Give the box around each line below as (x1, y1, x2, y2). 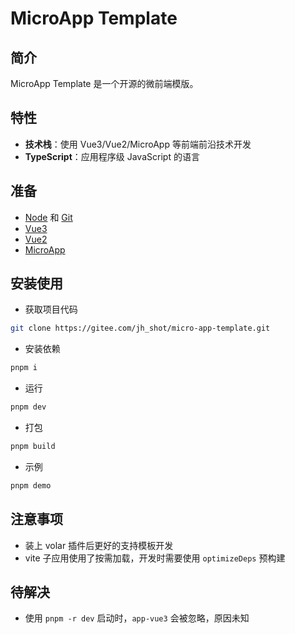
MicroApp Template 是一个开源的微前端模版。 (10, 78, 199, 89)
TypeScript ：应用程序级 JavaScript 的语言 (24, 150, 200, 162)
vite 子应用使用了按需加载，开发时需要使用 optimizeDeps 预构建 (24, 552, 286, 564)
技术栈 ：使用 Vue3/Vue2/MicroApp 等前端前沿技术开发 (24, 138, 252, 150)
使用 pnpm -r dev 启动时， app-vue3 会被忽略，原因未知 (24, 612, 250, 624)
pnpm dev (10, 402, 47, 412)
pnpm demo (10, 480, 52, 491)
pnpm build (10, 442, 56, 452)
